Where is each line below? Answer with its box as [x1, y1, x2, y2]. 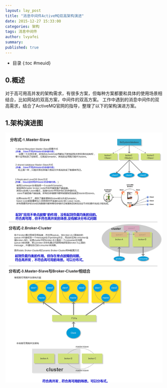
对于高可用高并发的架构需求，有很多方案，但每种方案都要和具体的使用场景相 [5, 90, 163, 96]
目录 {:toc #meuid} [12, 60, 51, 66]
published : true [5, 45, 39, 50]
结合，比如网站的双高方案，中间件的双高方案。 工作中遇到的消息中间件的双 [5, 96, 160, 102]
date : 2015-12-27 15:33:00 [5, 18, 61, 23]
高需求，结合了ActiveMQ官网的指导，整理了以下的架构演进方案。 [5, 102, 139, 108]
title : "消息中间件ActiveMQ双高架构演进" [5, 13, 84, 18]
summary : [5, 40, 23, 45]
